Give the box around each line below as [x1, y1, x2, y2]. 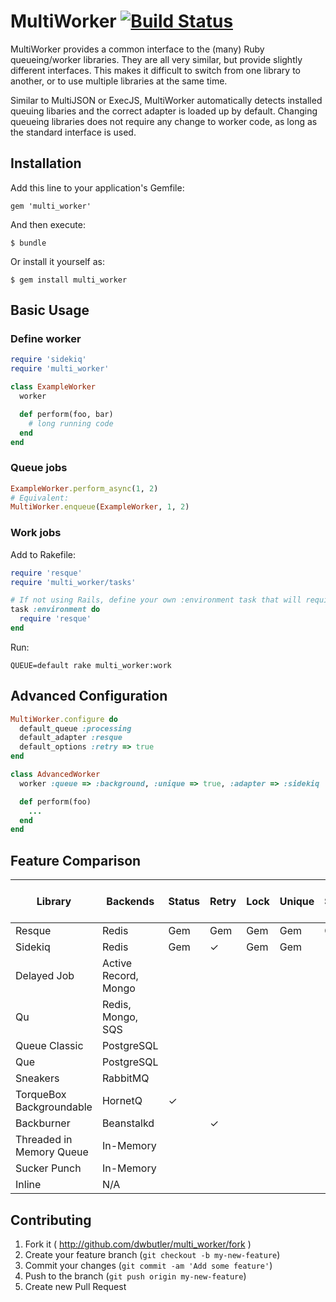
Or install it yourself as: [10, 255, 105, 267]
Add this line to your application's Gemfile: [10, 181, 185, 194]
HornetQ [101, 1094, 143, 1108]
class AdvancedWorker [10, 770, 101, 780]
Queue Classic [15, 1039, 84, 1053]
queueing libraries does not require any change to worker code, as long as [10, 115, 318, 127]
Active [101, 956, 133, 970]
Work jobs [10, 526, 62, 540]
